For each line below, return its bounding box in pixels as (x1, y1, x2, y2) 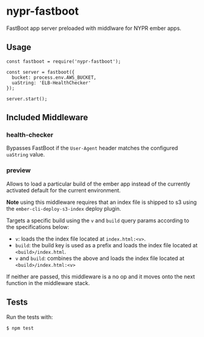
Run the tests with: (6, 313, 53, 321)
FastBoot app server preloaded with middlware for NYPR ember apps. (6, 24, 181, 32)
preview (6, 166, 31, 175)
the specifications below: (6, 223, 69, 230)
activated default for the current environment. (6, 186, 121, 194)
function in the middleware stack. (6, 279, 90, 286)
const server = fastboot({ (6, 69, 75, 75)
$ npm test (6, 325, 34, 331)
